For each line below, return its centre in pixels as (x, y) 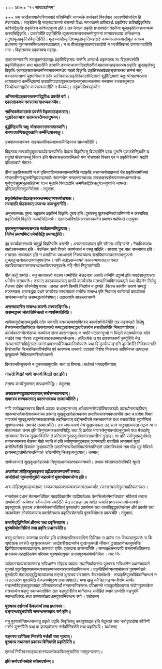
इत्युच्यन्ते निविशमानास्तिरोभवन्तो (29, 355)
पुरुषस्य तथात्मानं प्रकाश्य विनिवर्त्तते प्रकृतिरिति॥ (40, 642)
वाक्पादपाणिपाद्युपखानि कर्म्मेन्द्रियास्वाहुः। (34, 132)
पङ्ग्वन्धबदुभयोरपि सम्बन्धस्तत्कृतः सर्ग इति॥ (38, 612)
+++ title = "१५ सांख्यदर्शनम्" (30, 8)
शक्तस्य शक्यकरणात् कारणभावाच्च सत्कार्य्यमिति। (42, 399)
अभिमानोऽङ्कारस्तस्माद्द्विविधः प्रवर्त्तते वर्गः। (37, 96)
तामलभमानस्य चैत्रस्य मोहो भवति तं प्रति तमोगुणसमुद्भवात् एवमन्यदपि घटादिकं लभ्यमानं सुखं (73, 441)
